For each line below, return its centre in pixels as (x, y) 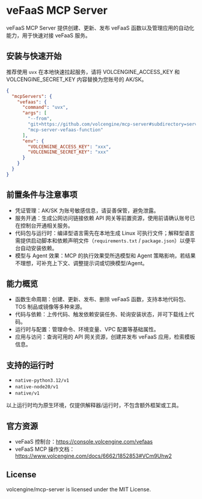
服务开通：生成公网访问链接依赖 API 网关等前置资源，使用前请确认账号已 (105, 218)
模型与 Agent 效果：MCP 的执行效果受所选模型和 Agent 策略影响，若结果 (105, 256)
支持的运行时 (30, 365)
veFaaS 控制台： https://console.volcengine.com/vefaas (84, 442)
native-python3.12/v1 (42, 381)
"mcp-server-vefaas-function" (66, 130)
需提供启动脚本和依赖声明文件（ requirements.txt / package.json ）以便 (103, 240)
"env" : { (33, 141)
